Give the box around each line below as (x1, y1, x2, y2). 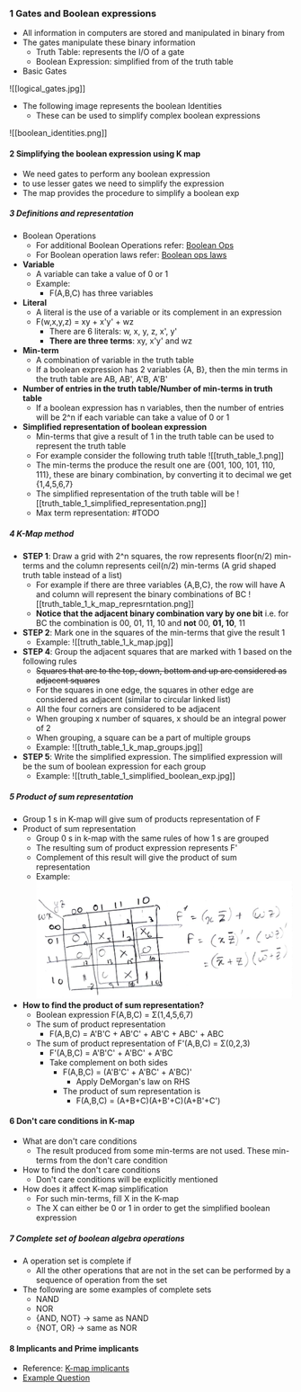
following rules (22, 656, 78, 667)
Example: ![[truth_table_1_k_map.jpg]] (35, 637, 173, 647)
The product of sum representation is (62, 1085, 201, 1096)
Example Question (22, 1372, 91, 1383)
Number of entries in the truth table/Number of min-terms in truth (22, 383, 273, 394)
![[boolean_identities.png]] (9, 128, 108, 138)
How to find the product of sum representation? (22, 999, 205, 1010)
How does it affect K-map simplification (22, 1183, 169, 1194)
